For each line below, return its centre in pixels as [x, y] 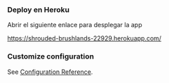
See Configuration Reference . [50, 72]
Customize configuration [51, 56]
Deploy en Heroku [39, 10]
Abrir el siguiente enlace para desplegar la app [75, 25]
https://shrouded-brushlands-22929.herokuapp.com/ [84, 38]
